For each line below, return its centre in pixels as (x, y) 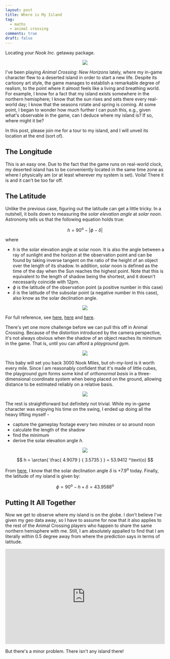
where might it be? (25, 120)
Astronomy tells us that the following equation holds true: (65, 219)
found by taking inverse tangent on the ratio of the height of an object (85, 260)
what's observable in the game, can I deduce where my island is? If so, (79, 115)
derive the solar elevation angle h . (48, 441)
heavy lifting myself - (27, 415)
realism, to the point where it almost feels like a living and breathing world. (83, 88)
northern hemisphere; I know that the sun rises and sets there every (76, 99)
